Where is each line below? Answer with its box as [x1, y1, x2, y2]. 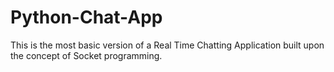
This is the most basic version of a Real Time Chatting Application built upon [10, 39, 325, 51]
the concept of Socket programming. [10, 49, 163, 61]
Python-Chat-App [10, 6, 163, 29]
